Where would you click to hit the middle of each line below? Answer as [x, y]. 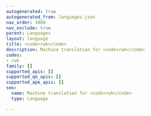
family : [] [19, 66]
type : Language [30, 98]
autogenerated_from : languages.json [51, 17]
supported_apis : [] [30, 71]
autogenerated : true [31, 11]
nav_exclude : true [28, 28]
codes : [14, 55]
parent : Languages [28, 33]
